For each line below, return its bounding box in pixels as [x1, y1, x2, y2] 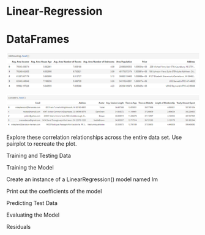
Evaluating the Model [6, 211, 60, 218]
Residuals [6, 223, 31, 231]
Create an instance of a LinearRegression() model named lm [6, 176, 158, 183]
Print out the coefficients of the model [6, 188, 102, 195]
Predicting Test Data [6, 200, 58, 207]
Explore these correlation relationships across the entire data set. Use [6, 133, 182, 141]
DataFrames [6, 32, 70, 47]
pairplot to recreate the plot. [6, 140, 77, 147]
